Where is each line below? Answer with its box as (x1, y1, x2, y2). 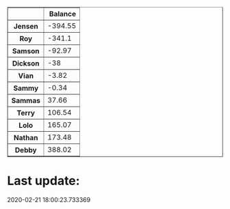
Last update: (7, 173, 80, 189)
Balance (49, 10, 77, 18)
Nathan (13, 133, 38, 142)
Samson (12, 46, 40, 55)
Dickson (12, 59, 40, 68)
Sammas (11, 96, 41, 105)
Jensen (13, 22, 39, 31)
